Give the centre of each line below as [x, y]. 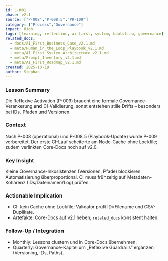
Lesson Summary [28, 90]
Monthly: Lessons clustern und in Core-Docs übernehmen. [75, 242]
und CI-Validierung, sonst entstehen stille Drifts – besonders [97, 106]
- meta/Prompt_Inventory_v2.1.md [46, 58]
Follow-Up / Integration [35, 231]
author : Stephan [23, 72]
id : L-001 [16, 10]
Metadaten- [140, 177]
